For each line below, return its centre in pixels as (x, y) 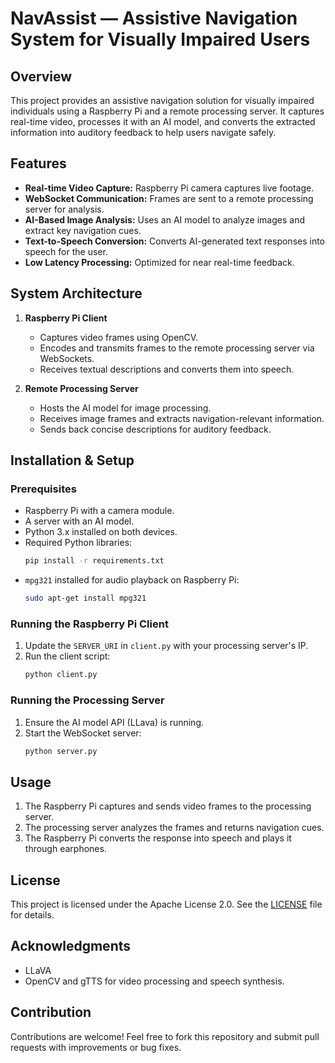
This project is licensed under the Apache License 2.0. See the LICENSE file (166, 904)
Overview (41, 76)
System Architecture (76, 293)
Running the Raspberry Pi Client (89, 624)
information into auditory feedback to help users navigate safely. (143, 132)
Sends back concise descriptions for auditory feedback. (155, 429)
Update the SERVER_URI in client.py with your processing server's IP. (166, 646)
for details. (32, 915)
